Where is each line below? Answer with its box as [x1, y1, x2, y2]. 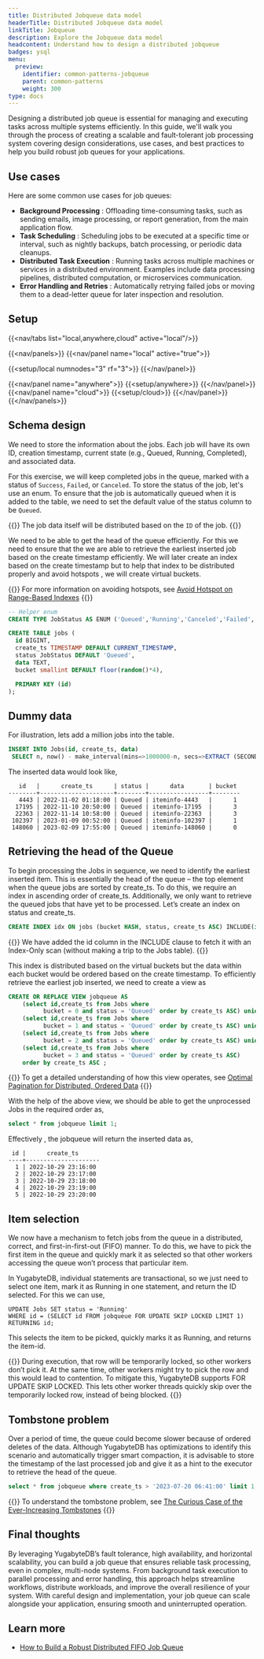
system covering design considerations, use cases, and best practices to [8, 139, 245, 148]
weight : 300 [22, 84, 61, 93]
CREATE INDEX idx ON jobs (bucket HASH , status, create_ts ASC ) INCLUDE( [8, 923, 255, 931]
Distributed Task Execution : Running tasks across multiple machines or [19, 257, 255, 266]
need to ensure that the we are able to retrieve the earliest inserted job [8, 544, 237, 554]
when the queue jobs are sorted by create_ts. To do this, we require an [8, 883, 237, 892]
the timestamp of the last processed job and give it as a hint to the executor [8, 1458, 253, 1468]
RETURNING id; [8, 1320, 55, 1328]
